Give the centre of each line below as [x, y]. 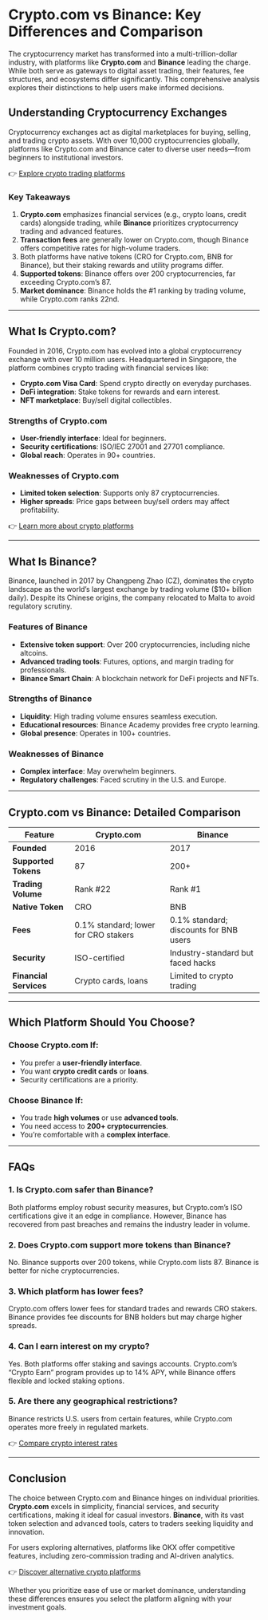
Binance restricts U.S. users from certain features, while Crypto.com [120, 1418]
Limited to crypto [201, 976]
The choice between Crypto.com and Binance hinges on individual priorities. [134, 1498]
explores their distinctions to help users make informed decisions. [116, 87]
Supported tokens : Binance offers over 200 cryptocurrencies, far [128, 274]
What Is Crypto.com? [63, 331]
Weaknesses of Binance [56, 754]
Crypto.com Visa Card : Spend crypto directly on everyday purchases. [136, 383]
